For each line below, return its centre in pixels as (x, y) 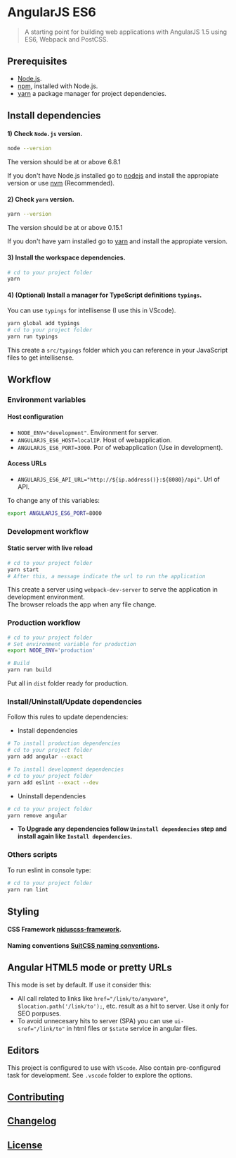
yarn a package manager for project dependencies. (92, 93)
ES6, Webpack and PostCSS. (66, 39)
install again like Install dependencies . (75, 836)
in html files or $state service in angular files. (132, 1028)
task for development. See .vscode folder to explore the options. (100, 1075)
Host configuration (35, 416)
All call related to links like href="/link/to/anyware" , (93, 998)
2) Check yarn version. (41, 199)
